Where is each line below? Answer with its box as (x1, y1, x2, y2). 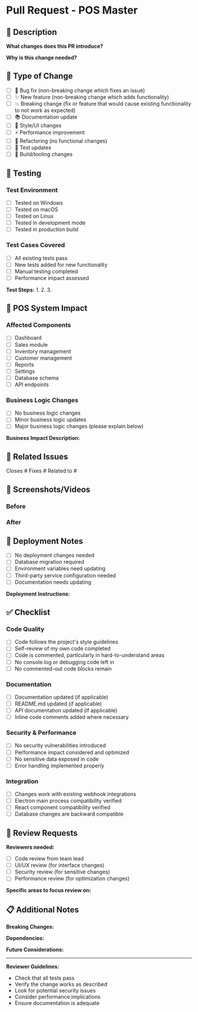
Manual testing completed (14, 268, 78, 275)
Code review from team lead (14, 855, 84, 862)
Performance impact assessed (14, 274, 90, 281)
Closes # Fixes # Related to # (6, 467, 77, 475)
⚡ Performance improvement (14, 129, 85, 136)
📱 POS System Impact (6, 303, 88, 313)
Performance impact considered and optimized (14, 748, 130, 755)
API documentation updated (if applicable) (14, 707, 118, 714)
